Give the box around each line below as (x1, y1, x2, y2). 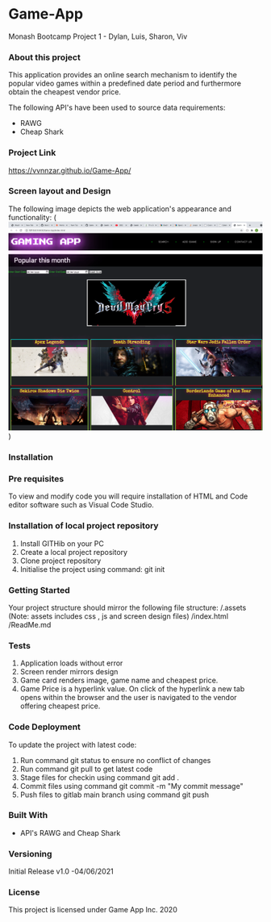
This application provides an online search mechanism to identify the (8, 70, 238, 80)
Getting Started (8, 584, 70, 595)
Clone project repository (19, 556, 102, 565)
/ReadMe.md (8, 620, 52, 629)
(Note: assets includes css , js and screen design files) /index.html (8, 611, 228, 621)
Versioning (8, 848, 52, 859)
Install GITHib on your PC (19, 538, 105, 549)
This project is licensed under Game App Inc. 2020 (8, 905, 177, 915)
